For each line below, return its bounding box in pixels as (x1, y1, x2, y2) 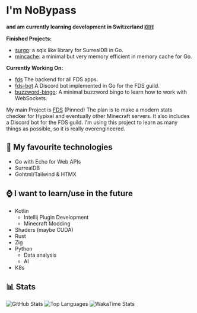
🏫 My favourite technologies (6, 142, 113, 152)
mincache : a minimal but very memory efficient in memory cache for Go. (14, 53, 192, 60)
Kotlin (14, 207, 29, 214)
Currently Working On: (6, 64, 63, 71)
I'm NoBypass (6, 4, 77, 17)
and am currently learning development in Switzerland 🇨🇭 (6, 23, 154, 30)
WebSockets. (14, 94, 47, 101)
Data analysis (23, 251, 57, 258)
